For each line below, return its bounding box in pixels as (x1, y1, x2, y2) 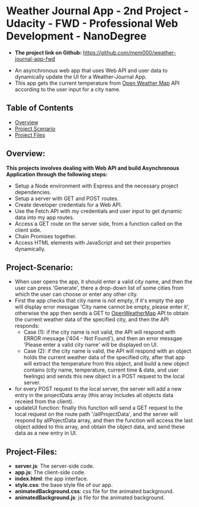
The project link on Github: (14, 49, 82, 56)
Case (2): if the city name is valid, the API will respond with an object (23, 347, 191, 354)
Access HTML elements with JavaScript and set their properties (14, 239, 171, 246)
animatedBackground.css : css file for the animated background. (14, 488, 174, 495)
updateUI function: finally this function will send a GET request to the (14, 404, 183, 411)
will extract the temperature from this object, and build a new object (23, 360, 190, 367)
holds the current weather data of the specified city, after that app (23, 354, 185, 361)
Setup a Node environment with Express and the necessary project (14, 182, 179, 189)
